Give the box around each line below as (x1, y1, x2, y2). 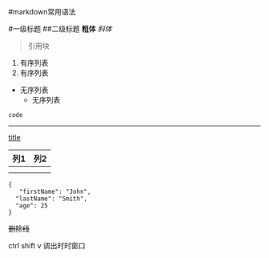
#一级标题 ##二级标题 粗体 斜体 (8, 24, 112, 34)
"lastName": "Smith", (15, 195, 88, 203)
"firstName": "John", (18, 187, 91, 196)
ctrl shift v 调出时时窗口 (8, 241, 86, 250)
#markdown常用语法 (8, 7, 76, 16)
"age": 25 (15, 202, 48, 210)
